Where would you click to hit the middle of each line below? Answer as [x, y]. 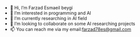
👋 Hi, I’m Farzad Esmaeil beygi [41, 8]
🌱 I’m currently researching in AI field [48, 18]
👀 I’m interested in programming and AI [51, 13]
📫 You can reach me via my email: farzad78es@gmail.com [71, 29]
